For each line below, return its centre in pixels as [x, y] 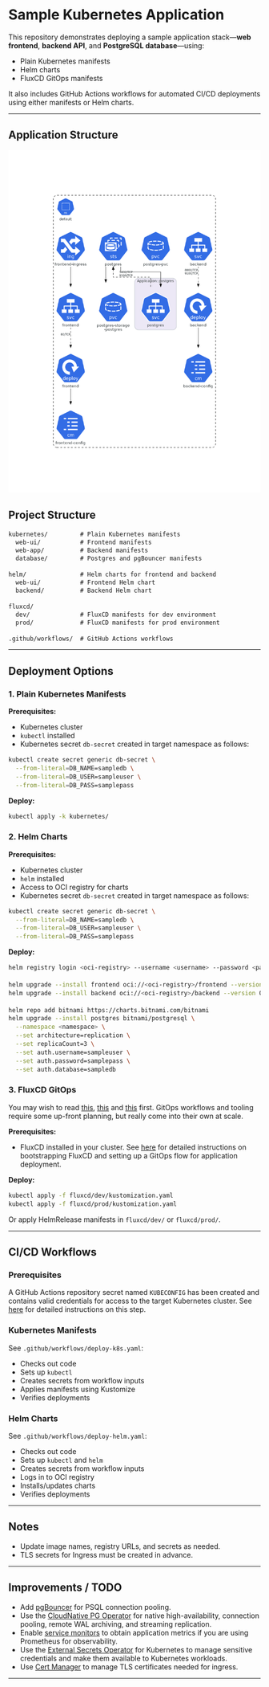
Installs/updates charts [58, 1485]
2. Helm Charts [38, 837]
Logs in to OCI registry [57, 1477]
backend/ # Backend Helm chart [84, 591]
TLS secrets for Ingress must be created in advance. [106, 1554]
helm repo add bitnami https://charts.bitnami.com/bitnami [109, 1010]
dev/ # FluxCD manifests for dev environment [116, 615]
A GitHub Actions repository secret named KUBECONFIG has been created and [134, 1293]
